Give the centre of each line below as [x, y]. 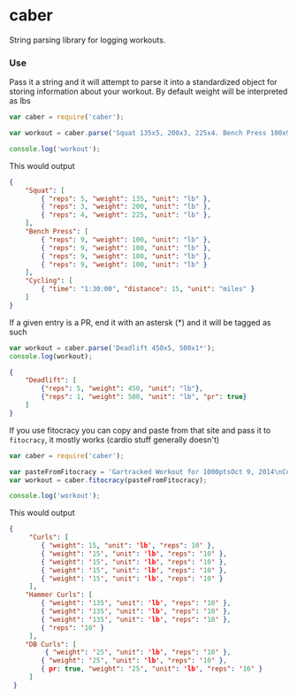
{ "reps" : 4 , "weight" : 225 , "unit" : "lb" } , [126, 215]
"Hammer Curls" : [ [59, 595]
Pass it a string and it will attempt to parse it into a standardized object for [143, 82]
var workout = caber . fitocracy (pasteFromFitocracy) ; [108, 480]
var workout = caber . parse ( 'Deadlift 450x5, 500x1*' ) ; [112, 348]
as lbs [20, 101]
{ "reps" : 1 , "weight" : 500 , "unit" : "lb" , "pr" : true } [144, 397]
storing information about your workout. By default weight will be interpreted [148, 92]
